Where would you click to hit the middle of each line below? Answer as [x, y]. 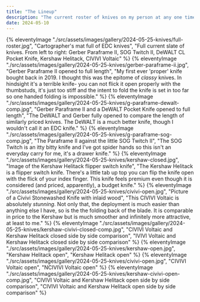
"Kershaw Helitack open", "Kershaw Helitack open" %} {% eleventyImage [97, 255]
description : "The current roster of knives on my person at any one [94, 17]
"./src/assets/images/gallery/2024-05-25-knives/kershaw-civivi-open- [93, 274]
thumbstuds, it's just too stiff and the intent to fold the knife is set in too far [98, 91]
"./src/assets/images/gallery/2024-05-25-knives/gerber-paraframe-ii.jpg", [98, 65]
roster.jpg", [20, 46]
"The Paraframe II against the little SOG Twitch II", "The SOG [108, 141]
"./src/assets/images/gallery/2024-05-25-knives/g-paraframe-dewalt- [93, 103]
